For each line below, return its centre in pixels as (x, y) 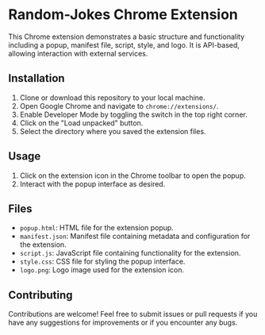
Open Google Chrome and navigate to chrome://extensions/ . (119, 106)
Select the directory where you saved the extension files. (113, 131)
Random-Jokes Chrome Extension (123, 15)
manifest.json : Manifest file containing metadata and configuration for (135, 237)
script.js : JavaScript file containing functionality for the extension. (130, 253)
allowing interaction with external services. (78, 53)
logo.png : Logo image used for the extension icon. (102, 270)
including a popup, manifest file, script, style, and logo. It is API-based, (124, 44)
